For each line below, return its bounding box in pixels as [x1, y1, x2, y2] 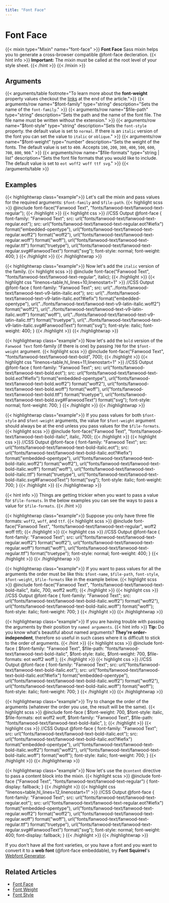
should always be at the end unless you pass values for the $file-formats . [5, 423, 160, 429]
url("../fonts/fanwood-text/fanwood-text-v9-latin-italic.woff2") [31, 301, 160, 307]
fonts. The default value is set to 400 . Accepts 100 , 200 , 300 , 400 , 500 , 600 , [5, 144, 156, 150]
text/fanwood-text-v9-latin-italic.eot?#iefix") [5, 295, 98, 302]
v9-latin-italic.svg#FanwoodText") [5, 323, 77, 329]
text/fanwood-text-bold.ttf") [5, 392, 64, 398]
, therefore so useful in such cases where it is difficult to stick [32, 635, 160, 641]
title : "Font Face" [5, 7, 46, 13]
